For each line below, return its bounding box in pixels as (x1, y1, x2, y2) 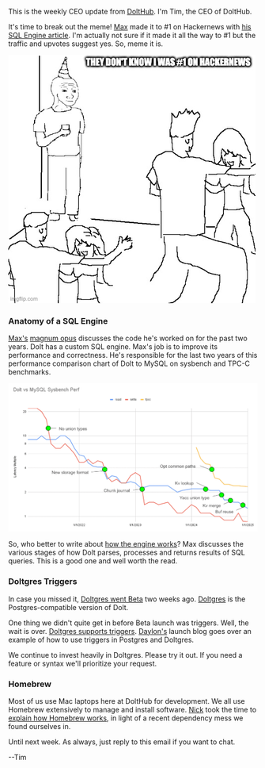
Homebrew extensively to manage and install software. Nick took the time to (8, 705, 257, 714)
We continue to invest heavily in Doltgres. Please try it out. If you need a (8, 650, 243, 659)
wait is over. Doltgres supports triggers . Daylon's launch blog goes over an (8, 626, 252, 636)
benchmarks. (8, 367, 51, 377)
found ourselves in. (8, 721, 71, 731)
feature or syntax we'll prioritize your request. (8, 659, 157, 668)
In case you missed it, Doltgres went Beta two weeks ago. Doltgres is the (8, 594, 246, 604)
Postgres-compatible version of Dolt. (8, 602, 129, 612)
